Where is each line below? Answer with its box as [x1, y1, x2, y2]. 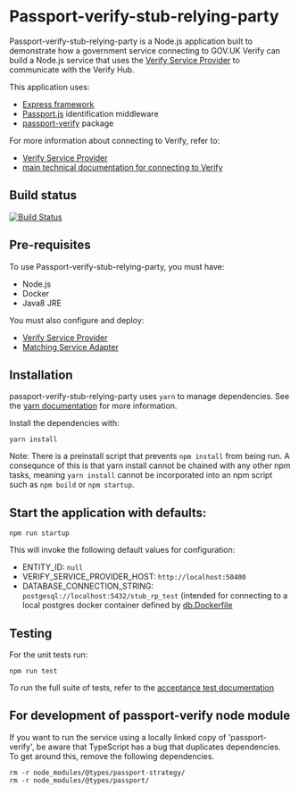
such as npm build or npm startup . [9, 480, 135, 490]
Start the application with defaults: [9, 505, 207, 520]
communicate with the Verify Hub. [9, 64, 136, 75]
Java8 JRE [21, 297, 62, 308]
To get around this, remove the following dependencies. [9, 750, 215, 761]
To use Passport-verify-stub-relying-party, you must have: [9, 261, 225, 272]
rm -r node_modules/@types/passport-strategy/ [9, 768, 186, 777]
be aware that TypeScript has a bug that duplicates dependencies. [36, 741, 281, 752]
